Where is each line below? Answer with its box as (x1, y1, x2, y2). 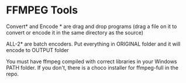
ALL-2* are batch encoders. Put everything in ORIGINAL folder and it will (6, 40, 181, 47)
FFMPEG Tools (6, 4, 78, 17)
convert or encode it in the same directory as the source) (6, 29, 144, 36)
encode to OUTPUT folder (6, 46, 69, 53)
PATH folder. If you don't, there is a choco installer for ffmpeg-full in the (6, 64, 178, 71)
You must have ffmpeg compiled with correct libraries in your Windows (6, 58, 177, 65)
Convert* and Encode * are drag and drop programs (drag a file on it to (6, 23, 177, 30)
